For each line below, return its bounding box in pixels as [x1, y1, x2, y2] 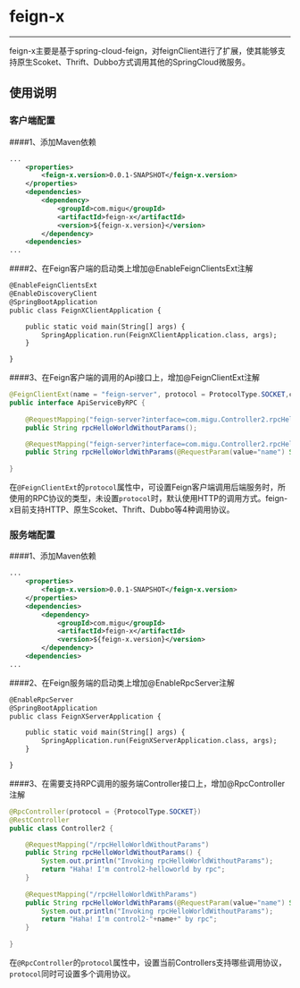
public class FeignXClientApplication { [9, 306, 162, 315]
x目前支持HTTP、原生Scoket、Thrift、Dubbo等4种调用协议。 [9, 504, 235, 515]
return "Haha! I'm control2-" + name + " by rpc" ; [41, 915, 218, 924]
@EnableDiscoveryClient [9, 289, 98, 298]
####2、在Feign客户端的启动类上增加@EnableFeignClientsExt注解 [9, 263, 254, 274]
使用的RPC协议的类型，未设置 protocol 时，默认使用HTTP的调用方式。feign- [9, 493, 288, 503]
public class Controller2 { [9, 823, 114, 833]
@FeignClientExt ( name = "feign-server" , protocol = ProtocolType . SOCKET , [9, 390, 290, 399]
